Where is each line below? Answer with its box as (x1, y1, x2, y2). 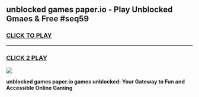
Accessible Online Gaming (6, 84, 73, 91)
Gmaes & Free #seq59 (6, 14, 89, 24)
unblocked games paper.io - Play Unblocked (6, 5, 173, 15)
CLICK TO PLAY (6, 32, 52, 40)
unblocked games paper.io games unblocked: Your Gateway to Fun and (6, 78, 185, 85)
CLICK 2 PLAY (6, 53, 47, 62)
